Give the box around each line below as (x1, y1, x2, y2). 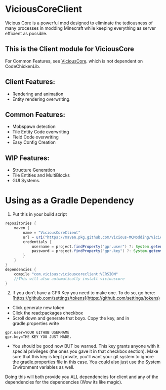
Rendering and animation (12, 91, 64, 97)
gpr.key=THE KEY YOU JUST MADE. (5, 334, 72, 339)
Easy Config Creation (12, 139, 56, 145)
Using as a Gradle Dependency (5, 195, 134, 206)
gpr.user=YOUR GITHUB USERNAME (5, 330, 70, 335)
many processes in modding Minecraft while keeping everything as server (5, 25, 156, 31)
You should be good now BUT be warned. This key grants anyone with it (12, 343, 160, 349)
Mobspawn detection (12, 124, 56, 130)
